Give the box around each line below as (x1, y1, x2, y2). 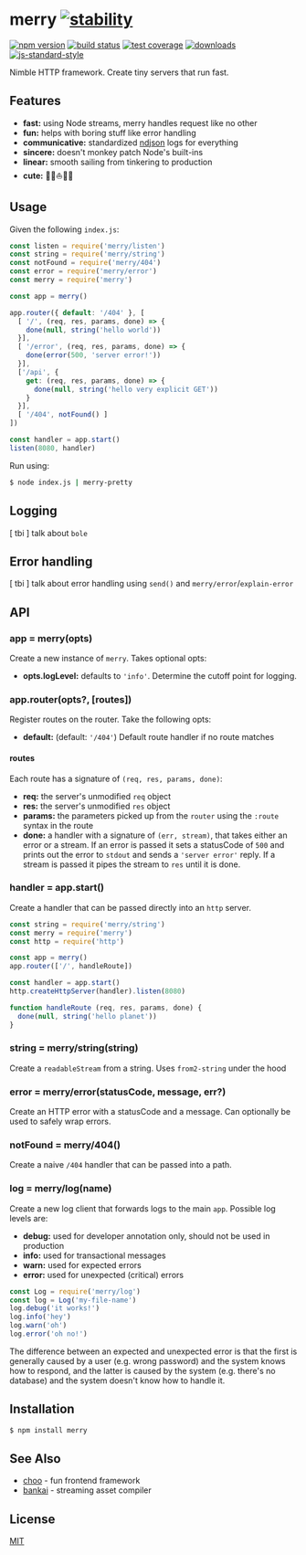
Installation (9, 1402, 75, 1417)
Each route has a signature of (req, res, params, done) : (9, 773, 223, 784)
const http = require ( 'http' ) (9, 936, 125, 946)
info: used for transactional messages (22, 1250, 166, 1261)
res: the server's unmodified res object (22, 800, 171, 811)
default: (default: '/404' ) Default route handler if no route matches (22, 732, 275, 743)
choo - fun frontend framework (22, 1476, 141, 1486)
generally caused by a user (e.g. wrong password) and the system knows (9, 1355, 286, 1366)
